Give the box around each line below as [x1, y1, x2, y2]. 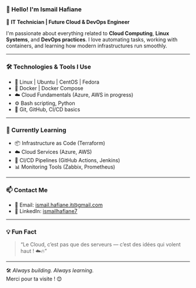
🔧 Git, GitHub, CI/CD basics [14, 105, 80, 113]
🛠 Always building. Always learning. [6, 267, 94, 274]
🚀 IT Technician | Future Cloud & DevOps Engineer [6, 19, 130, 26]
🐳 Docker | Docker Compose [14, 84, 83, 91]
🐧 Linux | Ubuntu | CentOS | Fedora [14, 78, 100, 85]
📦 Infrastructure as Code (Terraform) [14, 139, 106, 146]
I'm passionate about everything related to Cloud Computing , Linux [6, 30, 169, 37]
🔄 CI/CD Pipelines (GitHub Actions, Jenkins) [14, 156, 121, 163]
